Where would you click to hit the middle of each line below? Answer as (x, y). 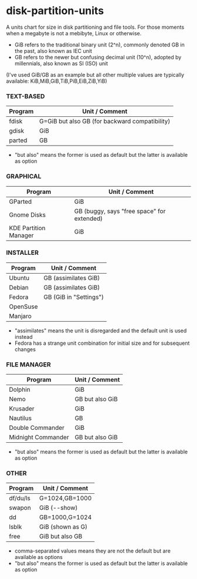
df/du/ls (20, 499)
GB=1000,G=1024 (65, 517)
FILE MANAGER (28, 364)
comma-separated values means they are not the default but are (93, 551)
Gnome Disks (27, 214)
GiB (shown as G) (63, 527)
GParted (21, 201)
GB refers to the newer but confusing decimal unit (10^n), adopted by (98, 57)
